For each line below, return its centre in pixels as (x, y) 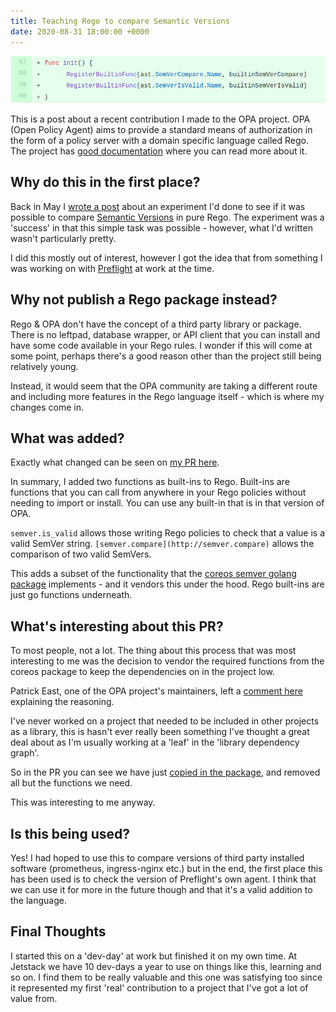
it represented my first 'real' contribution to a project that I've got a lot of (159, 987)
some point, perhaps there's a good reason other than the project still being (166, 356)
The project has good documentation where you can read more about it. (159, 151)
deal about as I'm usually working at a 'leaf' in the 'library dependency (155, 742)
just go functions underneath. (71, 595)
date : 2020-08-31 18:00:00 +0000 (80, 31)
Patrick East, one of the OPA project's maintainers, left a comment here (156, 691)
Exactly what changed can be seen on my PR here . (115, 462)
